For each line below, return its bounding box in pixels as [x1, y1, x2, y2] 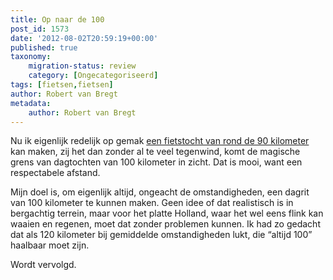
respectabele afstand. [10, 167, 101, 179]
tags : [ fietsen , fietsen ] [10, 80, 114, 90]
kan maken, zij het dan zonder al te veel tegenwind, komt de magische [10, 146, 301, 158]
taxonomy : [10, 52, 52, 62]
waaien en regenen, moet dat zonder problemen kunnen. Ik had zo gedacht [10, 218, 321, 230]
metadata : [10, 98, 52, 108]
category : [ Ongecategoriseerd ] [28, 71, 159, 81]
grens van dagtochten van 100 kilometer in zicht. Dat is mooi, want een [10, 156, 303, 168]
